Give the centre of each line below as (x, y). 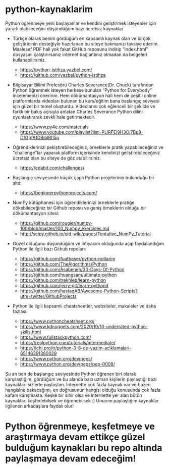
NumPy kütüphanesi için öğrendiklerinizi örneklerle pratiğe (73, 202)
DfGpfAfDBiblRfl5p (40, 137)
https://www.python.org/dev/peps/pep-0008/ (67, 364)
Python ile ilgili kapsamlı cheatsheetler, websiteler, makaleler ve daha (84, 306)
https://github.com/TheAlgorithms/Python (64, 264)
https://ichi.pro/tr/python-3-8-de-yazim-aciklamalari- (76, 348)
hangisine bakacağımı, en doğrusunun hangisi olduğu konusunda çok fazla (83, 390)
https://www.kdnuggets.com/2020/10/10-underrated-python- (84, 326)
